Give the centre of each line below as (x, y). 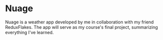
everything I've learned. (29, 32)
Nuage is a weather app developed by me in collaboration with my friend (80, 22)
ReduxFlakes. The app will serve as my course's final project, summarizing (81, 27)
